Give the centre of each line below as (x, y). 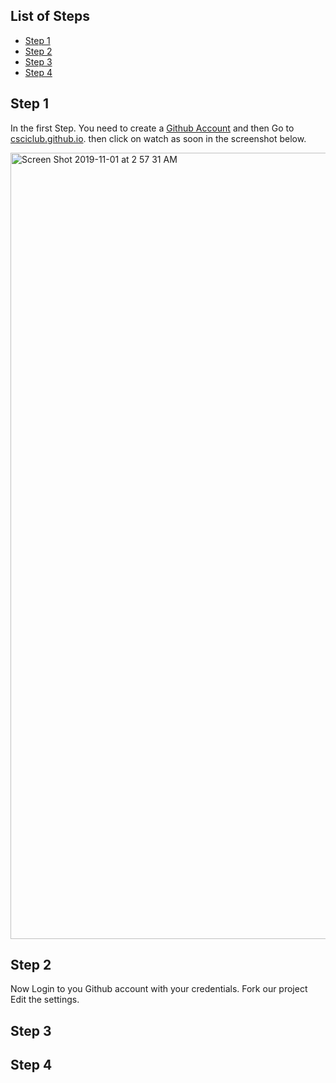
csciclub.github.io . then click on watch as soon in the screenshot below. (158, 138)
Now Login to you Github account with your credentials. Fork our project (159, 989)
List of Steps (50, 16)
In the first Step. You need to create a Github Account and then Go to (152, 128)
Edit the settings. (45, 1000)
